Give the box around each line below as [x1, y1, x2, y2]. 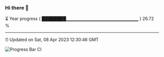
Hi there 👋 [5, 4, 29, 11]
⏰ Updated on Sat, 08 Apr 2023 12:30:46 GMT [5, 37, 99, 43]
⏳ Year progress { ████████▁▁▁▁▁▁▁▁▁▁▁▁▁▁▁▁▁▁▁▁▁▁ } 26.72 [5, 16, 154, 21]
